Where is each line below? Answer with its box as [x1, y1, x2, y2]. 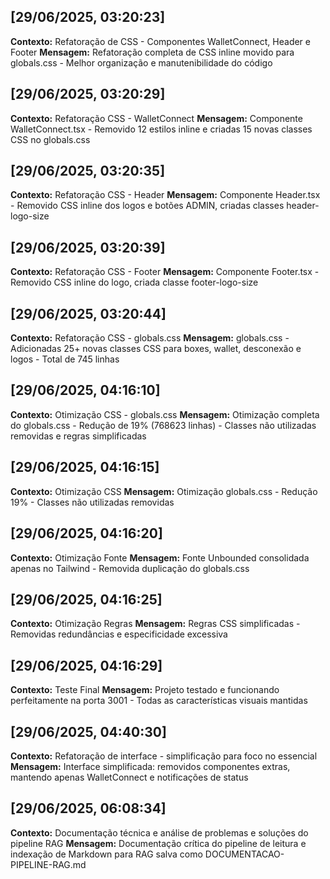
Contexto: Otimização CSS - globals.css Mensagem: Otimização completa [10, 408, 320, 420]
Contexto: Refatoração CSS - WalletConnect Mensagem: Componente [10, 112, 303, 124]
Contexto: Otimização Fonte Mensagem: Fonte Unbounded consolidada [10, 551, 310, 564]
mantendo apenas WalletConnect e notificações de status [10, 771, 249, 783]
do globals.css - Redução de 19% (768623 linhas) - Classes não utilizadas [10, 419, 317, 431]
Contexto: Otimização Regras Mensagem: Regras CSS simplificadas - [10, 618, 301, 630]
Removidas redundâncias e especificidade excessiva [10, 628, 228, 640]
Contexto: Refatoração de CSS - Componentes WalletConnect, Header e [10, 35, 311, 47]
